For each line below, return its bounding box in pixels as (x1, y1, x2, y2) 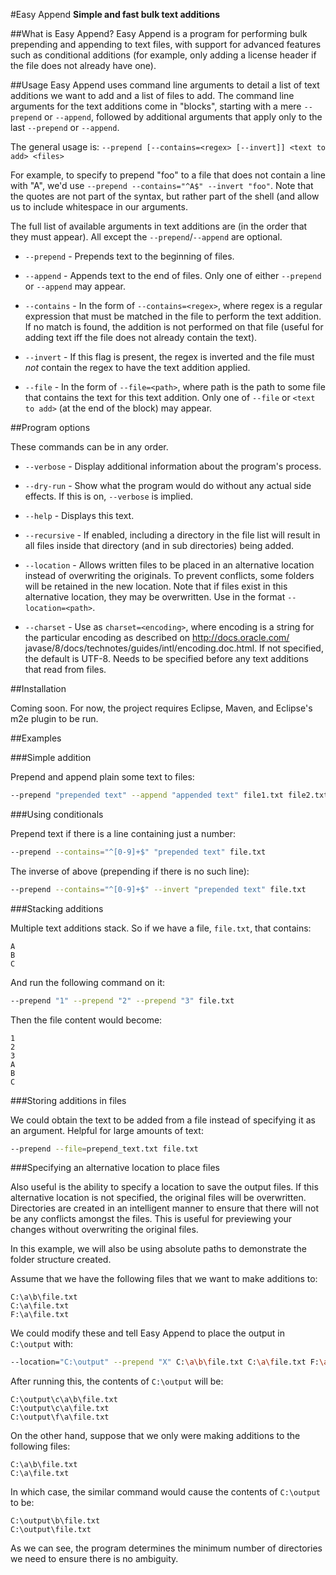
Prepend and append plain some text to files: (10, 771, 195, 783)
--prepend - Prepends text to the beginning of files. (24, 250, 235, 262)
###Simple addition (10, 752, 92, 763)
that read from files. (24, 664, 107, 675)
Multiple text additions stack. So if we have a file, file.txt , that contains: (10, 922, 312, 934)
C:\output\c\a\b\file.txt (10, 1395, 118, 1405)
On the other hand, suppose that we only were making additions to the (10, 1430, 301, 1442)
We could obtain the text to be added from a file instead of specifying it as (10, 1114, 316, 1126)
